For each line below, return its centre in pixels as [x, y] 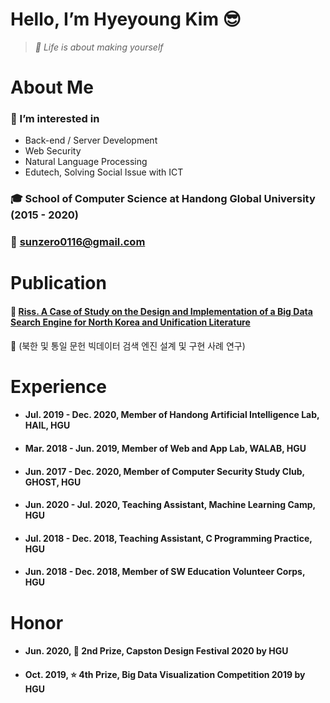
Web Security [53, 151]
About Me [52, 87]
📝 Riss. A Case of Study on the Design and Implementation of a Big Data [161, 312]
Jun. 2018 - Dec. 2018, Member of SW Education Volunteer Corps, [165, 572]
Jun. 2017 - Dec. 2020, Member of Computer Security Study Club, [164, 471]
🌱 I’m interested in [55, 119]
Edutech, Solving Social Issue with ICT [104, 172]
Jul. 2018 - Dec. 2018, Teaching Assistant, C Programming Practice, [168, 538]
